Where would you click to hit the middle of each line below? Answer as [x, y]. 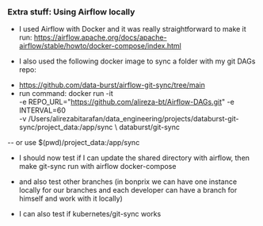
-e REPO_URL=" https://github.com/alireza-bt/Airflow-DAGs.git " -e [126, 102]
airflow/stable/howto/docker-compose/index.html [100, 46]
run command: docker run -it [66, 94]
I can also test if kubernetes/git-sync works [90, 214]
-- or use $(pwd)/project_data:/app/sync [74, 143]
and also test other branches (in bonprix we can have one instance [128, 182]
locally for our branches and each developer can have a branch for [128, 190]
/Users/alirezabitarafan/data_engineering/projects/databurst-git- [133, 119]
